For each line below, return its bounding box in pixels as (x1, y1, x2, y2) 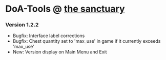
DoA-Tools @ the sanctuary (5, 3, 125, 15)
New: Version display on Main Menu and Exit (12, 49, 107, 55)
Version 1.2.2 (5, 21, 39, 28)
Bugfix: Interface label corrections (12, 33, 85, 39)
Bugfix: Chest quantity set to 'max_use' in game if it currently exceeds (12, 38, 161, 44)
